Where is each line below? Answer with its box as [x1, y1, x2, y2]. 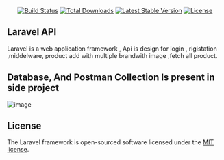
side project [7, 82, 60, 94]
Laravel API [7, 26, 57, 38]
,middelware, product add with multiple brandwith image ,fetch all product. [7, 51, 218, 59]
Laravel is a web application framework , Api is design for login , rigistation [7, 44, 217, 53]
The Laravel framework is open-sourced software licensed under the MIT [7, 138, 214, 146]
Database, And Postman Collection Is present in [7, 72, 215, 83]
